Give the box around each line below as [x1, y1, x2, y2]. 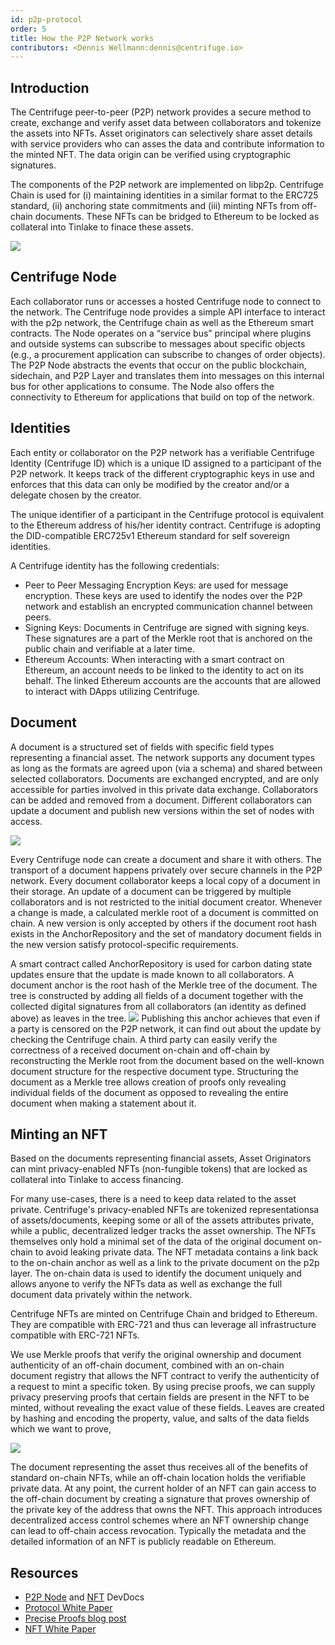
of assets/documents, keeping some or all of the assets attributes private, [10, 1214, 315, 1226]
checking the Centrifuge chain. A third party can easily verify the [10, 1033, 278, 1045]
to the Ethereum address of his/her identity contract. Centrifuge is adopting [10, 519, 322, 531]
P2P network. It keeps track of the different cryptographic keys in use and [10, 467, 315, 480]
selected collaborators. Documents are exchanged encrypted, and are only [10, 772, 320, 785]
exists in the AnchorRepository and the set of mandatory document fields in [10, 927, 322, 940]
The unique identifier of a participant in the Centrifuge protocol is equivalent [10, 508, 325, 520]
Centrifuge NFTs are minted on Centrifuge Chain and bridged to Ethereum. [10, 1308, 318, 1320]
